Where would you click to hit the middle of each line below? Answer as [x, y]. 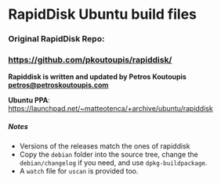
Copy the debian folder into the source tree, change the [109, 155]
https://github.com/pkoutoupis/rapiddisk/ [90, 60]
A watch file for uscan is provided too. [79, 171]
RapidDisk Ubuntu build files [103, 14]
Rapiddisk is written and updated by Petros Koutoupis [97, 77]
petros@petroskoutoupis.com [58, 85]
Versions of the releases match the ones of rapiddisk [105, 146]
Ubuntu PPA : [29, 100]
